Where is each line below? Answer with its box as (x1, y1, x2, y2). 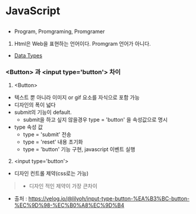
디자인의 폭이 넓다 (14, 101, 56, 108)
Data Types (14, 52, 43, 59)
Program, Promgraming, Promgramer (14, 28, 105, 35)
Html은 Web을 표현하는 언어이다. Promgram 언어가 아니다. (14, 40, 151, 47)
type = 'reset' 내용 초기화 (23, 138, 84, 145)
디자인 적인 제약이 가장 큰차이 (29, 182, 97, 189)
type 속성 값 (14, 123, 43, 130)
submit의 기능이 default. (14, 108, 72, 116)
